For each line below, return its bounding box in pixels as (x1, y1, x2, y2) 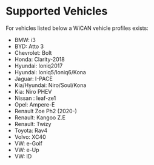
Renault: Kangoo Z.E (14, 114, 66, 121)
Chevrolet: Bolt (14, 49, 52, 56)
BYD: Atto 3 (14, 43, 44, 50)
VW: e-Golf (14, 139, 43, 147)
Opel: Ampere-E (14, 100, 55, 108)
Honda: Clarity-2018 (14, 55, 65, 63)
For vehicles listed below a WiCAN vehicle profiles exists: (5, 24, 149, 32)
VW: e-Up (14, 146, 40, 153)
